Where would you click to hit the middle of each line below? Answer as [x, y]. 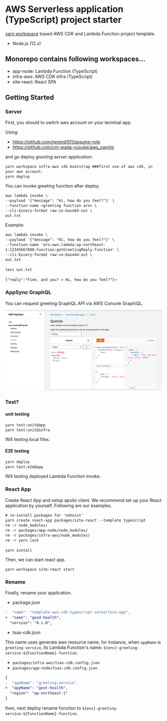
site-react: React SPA [34, 81]
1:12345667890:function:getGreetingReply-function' [60, 250]
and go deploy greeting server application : [49, 157]
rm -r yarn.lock [22, 540]
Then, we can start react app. [35, 559]
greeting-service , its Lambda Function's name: [54, 647]
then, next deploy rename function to [43, 708]
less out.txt [19, 270]
